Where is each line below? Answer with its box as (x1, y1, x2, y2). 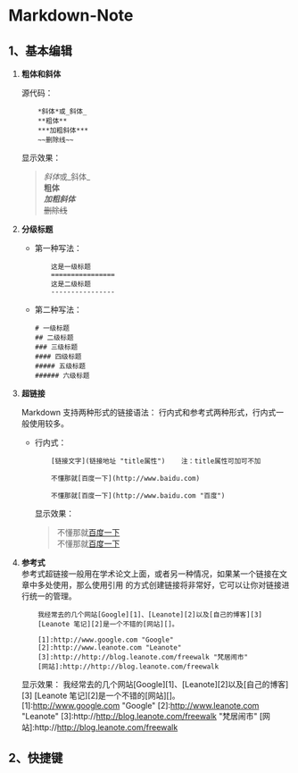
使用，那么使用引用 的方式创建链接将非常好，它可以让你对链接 (52, 580, 282, 590)
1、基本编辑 (8, 43, 73, 58)
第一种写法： (34, 243, 82, 253)
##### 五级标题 (34, 362, 87, 371)
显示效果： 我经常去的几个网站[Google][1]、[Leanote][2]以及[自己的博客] (21, 679, 289, 689)
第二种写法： (34, 305, 82, 315)
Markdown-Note (8, 5, 134, 26)
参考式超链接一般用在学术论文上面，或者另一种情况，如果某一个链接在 (21, 568, 280, 579)
